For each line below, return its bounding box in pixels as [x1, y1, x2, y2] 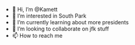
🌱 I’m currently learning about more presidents [12, 19, 129, 26]
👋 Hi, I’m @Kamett [12, 6, 58, 13]
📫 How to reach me [12, 32, 63, 39]
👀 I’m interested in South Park [12, 12, 87, 19]
